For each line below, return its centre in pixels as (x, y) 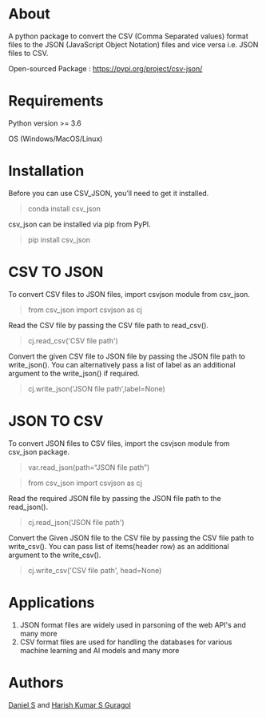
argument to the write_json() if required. (74, 373)
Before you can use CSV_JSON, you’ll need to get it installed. (109, 193)
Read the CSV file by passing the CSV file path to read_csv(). (109, 325)
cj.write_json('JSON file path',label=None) (96, 388)
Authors (36, 682)
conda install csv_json (64, 208)
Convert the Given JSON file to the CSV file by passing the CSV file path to (131, 538)
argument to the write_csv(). (55, 555)
